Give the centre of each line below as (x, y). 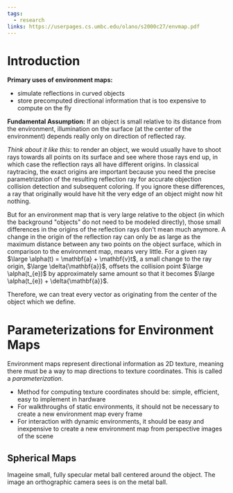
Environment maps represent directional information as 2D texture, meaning (115, 364)
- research (29, 20)
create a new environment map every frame (80, 414)
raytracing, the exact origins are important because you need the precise (112, 172)
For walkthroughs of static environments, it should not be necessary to (118, 407)
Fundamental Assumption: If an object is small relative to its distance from (114, 121)
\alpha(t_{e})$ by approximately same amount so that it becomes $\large (111, 274)
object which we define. (42, 302)
